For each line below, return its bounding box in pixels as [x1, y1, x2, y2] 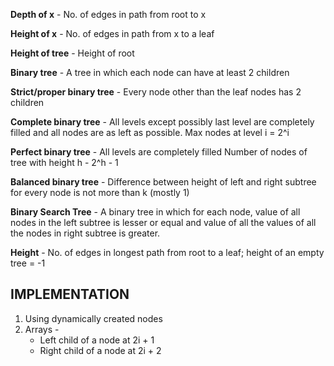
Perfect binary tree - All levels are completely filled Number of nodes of [10, 146, 308, 158]
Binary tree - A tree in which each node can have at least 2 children [10, 67, 290, 78]
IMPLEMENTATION [10, 286, 130, 303]
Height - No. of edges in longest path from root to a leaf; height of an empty [10, 247, 325, 258]
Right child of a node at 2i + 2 [39, 344, 162, 356]
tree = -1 [10, 257, 46, 269]
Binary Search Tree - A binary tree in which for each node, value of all [10, 206, 301, 218]
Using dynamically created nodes [24, 312, 163, 324]
